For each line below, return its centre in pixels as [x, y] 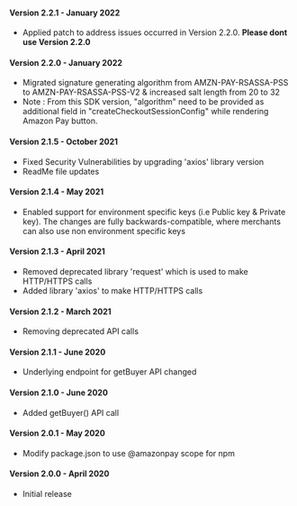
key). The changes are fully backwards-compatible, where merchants [152, 221]
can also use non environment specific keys [104, 230]
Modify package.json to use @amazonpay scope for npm [129, 453]
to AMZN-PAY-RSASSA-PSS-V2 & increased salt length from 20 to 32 [151, 92]
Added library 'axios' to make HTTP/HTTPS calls [112, 291]
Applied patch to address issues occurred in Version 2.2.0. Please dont [155, 32]
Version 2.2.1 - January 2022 [65, 13]
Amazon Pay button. [60, 121]
